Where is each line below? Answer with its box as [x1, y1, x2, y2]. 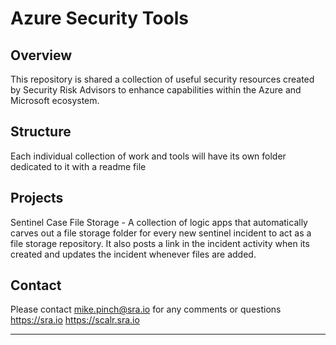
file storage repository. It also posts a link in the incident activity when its [10, 237, 310, 249]
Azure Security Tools [10, 7, 189, 30]
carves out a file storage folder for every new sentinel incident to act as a [10, 227, 312, 239]
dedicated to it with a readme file [10, 160, 147, 172]
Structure [10, 123, 72, 141]
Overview [10, 47, 73, 64]
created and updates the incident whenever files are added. [10, 248, 257, 260]
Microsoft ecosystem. [10, 95, 100, 106]
